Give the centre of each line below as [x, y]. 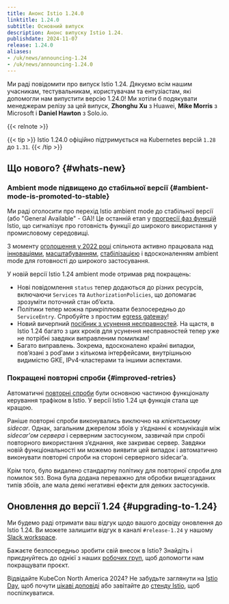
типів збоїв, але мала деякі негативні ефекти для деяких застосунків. [108, 485]
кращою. [20, 407]
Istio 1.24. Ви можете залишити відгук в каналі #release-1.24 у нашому [110, 530]
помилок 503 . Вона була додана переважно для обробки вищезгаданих [111, 477]
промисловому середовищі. [49, 233]
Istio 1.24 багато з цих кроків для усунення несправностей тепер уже [118, 331]
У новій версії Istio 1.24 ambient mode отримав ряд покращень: [99, 274]
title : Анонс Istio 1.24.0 [45, 13]
